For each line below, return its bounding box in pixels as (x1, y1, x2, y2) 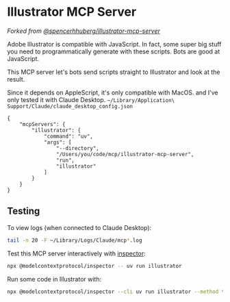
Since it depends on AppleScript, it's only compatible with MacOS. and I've (7, 88, 219, 97)
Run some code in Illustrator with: (7, 275, 102, 283)
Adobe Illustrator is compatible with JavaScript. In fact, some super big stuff (7, 40, 222, 48)
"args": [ (43, 138, 72, 146)
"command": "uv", (43, 133, 94, 140)
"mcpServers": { (19, 121, 66, 127)
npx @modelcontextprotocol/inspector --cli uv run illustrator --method (7, 288, 219, 295)
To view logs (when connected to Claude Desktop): (7, 223, 152, 231)
